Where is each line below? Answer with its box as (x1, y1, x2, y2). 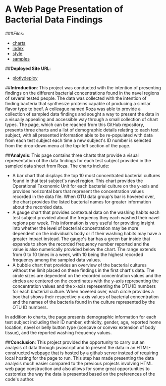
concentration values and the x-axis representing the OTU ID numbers (12, 283, 156, 289)
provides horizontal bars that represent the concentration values (12, 188, 144, 194)
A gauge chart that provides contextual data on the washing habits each (12, 209, 160, 215)
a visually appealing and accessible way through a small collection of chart (5, 116, 158, 122)
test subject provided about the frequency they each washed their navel (12, 214, 160, 220)
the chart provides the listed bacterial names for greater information (12, 198, 151, 204)
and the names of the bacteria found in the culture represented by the (12, 299, 155, 305)
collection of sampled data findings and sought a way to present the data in (5, 111, 160, 117)
